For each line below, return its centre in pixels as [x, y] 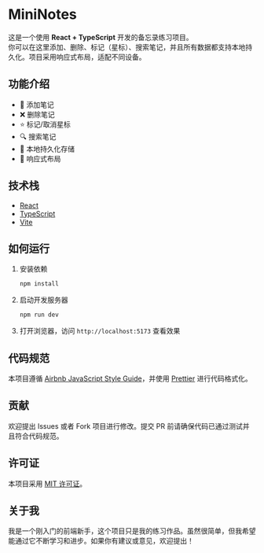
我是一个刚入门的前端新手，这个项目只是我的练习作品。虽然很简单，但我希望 [132, 531]
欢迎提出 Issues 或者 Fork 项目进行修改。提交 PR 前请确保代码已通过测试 [126, 426]
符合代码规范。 [39, 436]
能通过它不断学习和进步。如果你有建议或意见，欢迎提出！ [101, 541]
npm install [39, 284]
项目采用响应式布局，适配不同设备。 [87, 57]
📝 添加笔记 [37, 105]
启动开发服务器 [44, 300]
